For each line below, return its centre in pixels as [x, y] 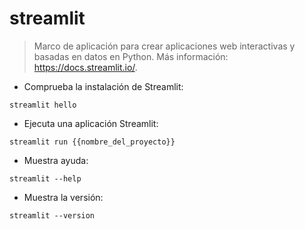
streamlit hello [43, 105]
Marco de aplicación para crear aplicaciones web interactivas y [164, 46]
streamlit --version [52, 215]
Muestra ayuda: [56, 160]
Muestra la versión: [63, 197]
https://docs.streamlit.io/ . [85, 67]
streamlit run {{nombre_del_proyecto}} [92, 142]
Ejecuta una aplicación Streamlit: [91, 123]
